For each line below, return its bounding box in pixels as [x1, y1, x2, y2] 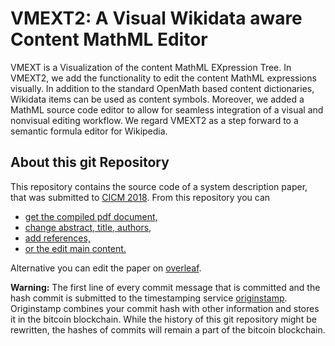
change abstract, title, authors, [24, 221, 152, 233]
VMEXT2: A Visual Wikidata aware [10, 7, 303, 30]
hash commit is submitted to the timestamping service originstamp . [10, 292, 288, 304]
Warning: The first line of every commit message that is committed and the [10, 281, 321, 293]
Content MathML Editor [10, 28, 208, 51]
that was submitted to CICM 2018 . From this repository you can [10, 191, 271, 203]
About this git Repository [10, 154, 170, 171]
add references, [24, 232, 91, 244]
